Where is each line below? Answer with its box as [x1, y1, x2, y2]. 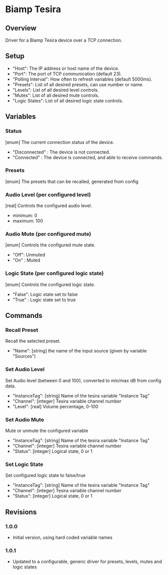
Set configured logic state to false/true [5, 473, 86, 479]
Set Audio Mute [5, 416, 45, 423]
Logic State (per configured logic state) [5, 270, 104, 277]
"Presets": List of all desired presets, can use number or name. [12, 81, 144, 87]
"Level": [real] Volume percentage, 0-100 [12, 403, 99, 409]
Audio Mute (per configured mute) [5, 231, 92, 238]
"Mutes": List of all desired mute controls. [12, 92, 100, 98]
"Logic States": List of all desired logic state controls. [12, 97, 123, 103]
